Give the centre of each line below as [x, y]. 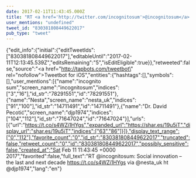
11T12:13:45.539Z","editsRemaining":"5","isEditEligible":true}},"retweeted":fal [98, 63]
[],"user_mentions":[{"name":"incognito [54, 81]
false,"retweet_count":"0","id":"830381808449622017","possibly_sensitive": [97, 144]
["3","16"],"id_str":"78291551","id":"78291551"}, [62, 94]
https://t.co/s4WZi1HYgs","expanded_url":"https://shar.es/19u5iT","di [108, 125]
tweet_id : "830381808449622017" [45, 28]
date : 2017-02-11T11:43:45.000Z [45, 11]
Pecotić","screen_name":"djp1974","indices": [59, 113]
